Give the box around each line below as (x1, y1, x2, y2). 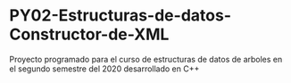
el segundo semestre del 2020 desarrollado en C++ (9, 63, 200, 74)
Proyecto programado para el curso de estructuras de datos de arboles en (9, 54, 283, 64)
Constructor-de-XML (9, 24, 170, 45)
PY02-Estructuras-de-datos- (9, 5, 232, 26)
